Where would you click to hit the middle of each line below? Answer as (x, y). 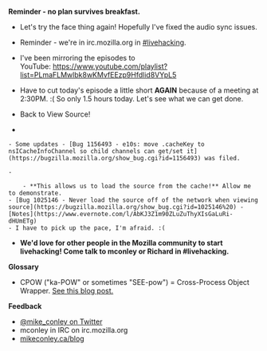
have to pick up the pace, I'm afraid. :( (94, 228)
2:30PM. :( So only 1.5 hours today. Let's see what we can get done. (132, 99)
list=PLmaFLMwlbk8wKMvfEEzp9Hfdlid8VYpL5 (98, 75)
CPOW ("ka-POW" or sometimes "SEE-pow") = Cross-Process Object (134, 282)
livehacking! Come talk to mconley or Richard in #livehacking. (124, 251)
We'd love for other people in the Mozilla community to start (121, 243)
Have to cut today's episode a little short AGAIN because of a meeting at (139, 90)
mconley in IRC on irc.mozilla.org (74, 330)
